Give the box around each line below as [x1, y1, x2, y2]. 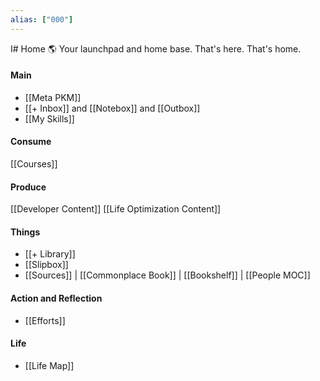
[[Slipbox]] [24, 259, 69, 271]
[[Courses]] [10, 158, 58, 170]
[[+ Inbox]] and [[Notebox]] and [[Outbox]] [24, 102, 201, 114]
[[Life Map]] [24, 359, 75, 371]
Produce [10, 181, 47, 193]
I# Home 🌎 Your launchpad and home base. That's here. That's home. [10, 42, 302, 55]
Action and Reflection [10, 292, 103, 305]
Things [10, 226, 41, 238]
